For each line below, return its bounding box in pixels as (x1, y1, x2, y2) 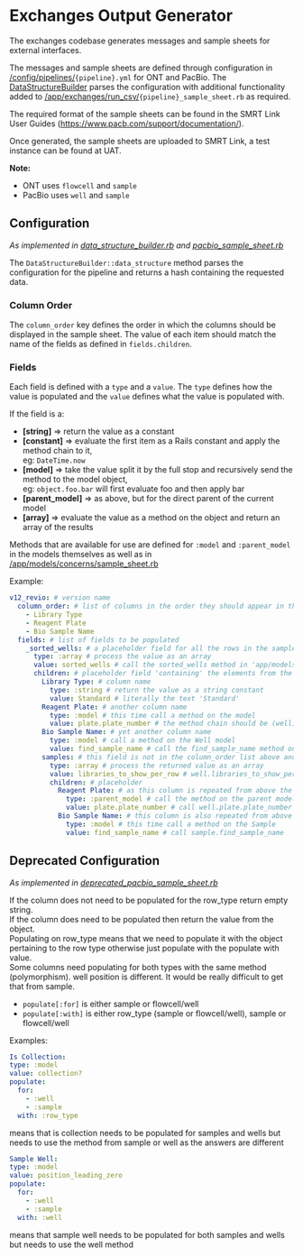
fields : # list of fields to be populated (17, 635, 179, 645)
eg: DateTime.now (22, 454, 86, 465)
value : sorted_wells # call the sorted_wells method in (32, 660, 248, 670)
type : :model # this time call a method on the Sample (66, 820, 277, 829)
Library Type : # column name (41, 677, 151, 686)
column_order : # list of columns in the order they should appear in (17, 601, 284, 611)
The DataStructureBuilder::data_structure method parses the (9, 257, 244, 268)
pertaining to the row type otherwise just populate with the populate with (9, 942, 280, 953)
